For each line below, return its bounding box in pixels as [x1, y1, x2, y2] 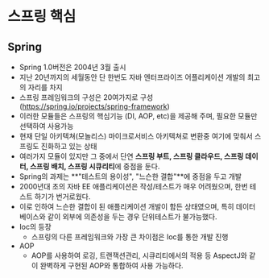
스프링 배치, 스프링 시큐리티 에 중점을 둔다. [30, 162, 160, 171]
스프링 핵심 [7, 7, 77, 26]
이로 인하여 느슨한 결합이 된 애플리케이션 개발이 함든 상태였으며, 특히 [19, 202, 234, 211]
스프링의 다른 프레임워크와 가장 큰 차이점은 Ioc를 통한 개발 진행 [31, 232, 229, 242]
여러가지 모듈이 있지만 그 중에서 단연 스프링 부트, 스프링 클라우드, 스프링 [19, 151, 244, 161]
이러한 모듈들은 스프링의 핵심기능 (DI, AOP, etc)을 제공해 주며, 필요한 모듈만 [19, 111, 258, 121]
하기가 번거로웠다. [34, 192, 91, 201]
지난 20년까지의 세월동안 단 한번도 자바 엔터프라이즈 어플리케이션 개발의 [19, 73, 246, 81]
